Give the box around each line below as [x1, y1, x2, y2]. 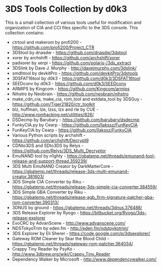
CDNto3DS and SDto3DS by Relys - [12, 142, 84, 148]
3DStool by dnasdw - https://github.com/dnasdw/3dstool [12, 50, 127, 55]
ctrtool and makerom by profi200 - [12, 39, 82, 45]
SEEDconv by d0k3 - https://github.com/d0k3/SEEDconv [12, 80, 126, 86]
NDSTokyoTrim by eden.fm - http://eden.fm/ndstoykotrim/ [12, 225, 129, 231]
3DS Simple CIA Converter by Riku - [12, 178, 85, 184]
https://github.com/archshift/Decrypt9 [12, 137, 89, 143]
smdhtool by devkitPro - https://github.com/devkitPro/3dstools [12, 70, 138, 76]
